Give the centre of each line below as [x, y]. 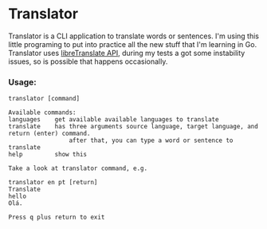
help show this [48, 155]
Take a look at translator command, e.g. [78, 168]
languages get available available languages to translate [114, 120]
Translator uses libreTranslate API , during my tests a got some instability [127, 53]
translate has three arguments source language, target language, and [133, 127]
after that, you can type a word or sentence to [151, 140]
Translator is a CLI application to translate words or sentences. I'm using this [134, 36]
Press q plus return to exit [57, 217]
